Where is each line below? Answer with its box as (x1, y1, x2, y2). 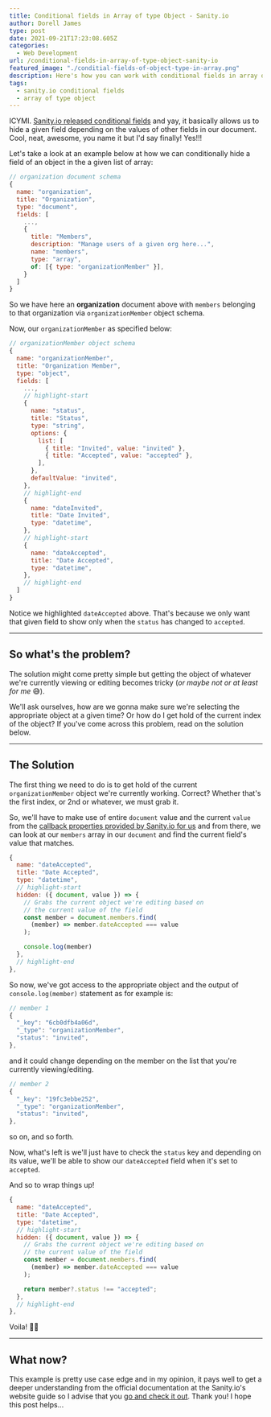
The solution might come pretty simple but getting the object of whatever (9, 669, 252, 678)
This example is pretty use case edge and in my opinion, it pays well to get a (9, 1374, 262, 1384)
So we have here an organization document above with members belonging (9, 299, 256, 310)
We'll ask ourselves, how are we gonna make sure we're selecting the (9, 702, 240, 711)
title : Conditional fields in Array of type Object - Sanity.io (9, 11, 229, 20)
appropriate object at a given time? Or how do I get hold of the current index (9, 710, 261, 720)
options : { (30, 429, 68, 437)
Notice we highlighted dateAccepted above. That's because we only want (9, 608, 250, 618)
